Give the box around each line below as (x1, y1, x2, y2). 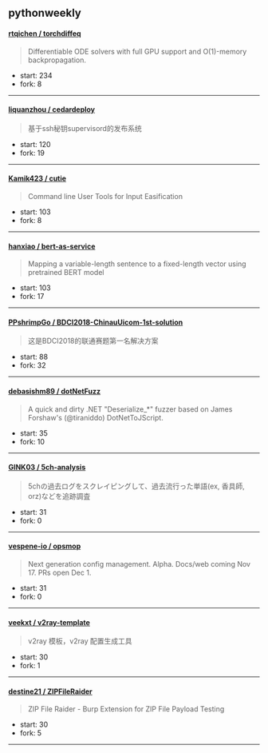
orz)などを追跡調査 (27, 491, 91, 500)
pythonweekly (8, 6, 81, 20)
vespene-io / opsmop (8, 541, 81, 551)
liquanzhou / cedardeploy (8, 105, 96, 114)
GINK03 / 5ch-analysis (8, 463, 86, 472)
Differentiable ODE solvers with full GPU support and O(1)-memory (27, 46, 247, 56)
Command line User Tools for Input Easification (27, 192, 183, 201)
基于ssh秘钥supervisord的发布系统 (27, 123, 142, 133)
